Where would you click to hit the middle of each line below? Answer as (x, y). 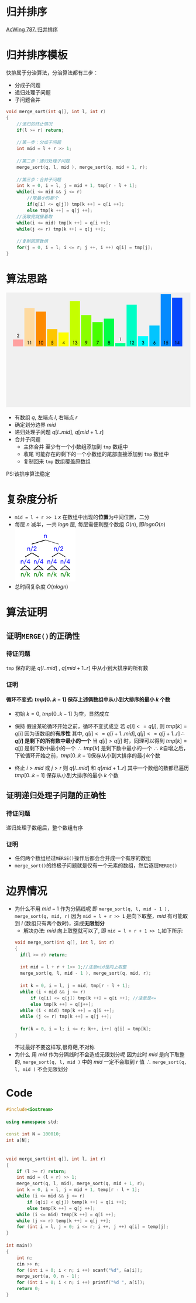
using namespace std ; (32, 1122)
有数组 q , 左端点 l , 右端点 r (46, 417)
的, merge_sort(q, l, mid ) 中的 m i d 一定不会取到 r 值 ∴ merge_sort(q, (101, 1062)
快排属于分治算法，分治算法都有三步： (52, 72)
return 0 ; (29, 1289)
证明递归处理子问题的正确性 (56, 796)
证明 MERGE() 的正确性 (43, 636)
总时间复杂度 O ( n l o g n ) (41, 586)
